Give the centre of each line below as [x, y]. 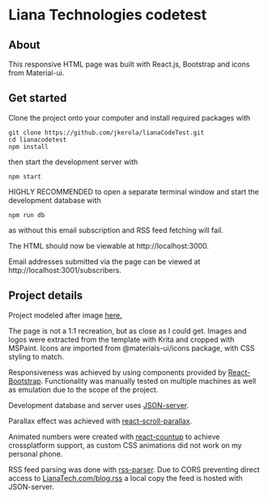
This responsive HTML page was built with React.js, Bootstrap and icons [129, 64]
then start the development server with [73, 162]
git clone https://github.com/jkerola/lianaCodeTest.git [106, 132]
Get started [38, 98]
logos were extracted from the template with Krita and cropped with [121, 339]
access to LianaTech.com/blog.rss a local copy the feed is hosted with [125, 478]
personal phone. [36, 453]
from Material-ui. [36, 73]
